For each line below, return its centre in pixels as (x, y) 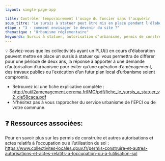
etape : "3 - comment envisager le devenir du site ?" (62, 27)
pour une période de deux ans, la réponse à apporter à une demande (75, 61)
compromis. (17, 77)
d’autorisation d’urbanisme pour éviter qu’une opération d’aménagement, (79, 67)
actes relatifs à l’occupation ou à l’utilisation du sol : (57, 143)
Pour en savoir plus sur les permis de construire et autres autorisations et (79, 137)
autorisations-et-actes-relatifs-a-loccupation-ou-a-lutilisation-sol (71, 153)
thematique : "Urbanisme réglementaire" (47, 32)
